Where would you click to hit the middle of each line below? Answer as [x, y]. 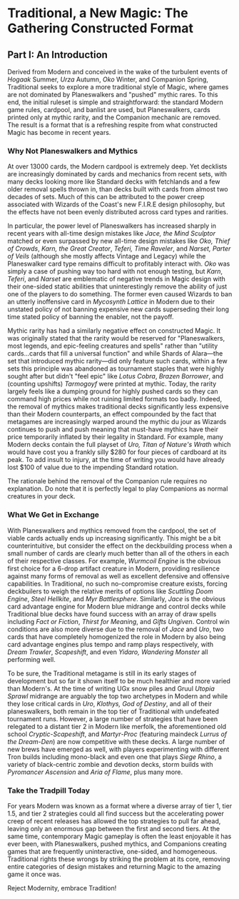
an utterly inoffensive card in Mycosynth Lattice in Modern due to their [111, 302]
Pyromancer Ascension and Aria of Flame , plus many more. [95, 772]
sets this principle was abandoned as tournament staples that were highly [116, 368]
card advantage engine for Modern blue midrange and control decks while [117, 606]
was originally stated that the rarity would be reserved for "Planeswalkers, [116, 338]
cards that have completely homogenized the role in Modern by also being [117, 636]
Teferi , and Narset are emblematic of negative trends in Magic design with [117, 279]
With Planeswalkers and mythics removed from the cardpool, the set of [112, 531]
